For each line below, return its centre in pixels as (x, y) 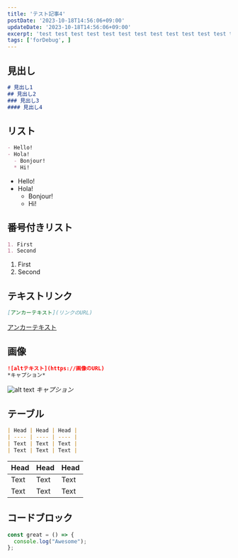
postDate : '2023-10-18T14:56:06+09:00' (66, 21)
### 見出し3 (23, 101)
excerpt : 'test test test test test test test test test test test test (117, 34)
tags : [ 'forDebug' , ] (39, 40)
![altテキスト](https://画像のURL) (56, 368)
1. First (20, 244)
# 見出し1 (20, 87)
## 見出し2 (22, 94)
